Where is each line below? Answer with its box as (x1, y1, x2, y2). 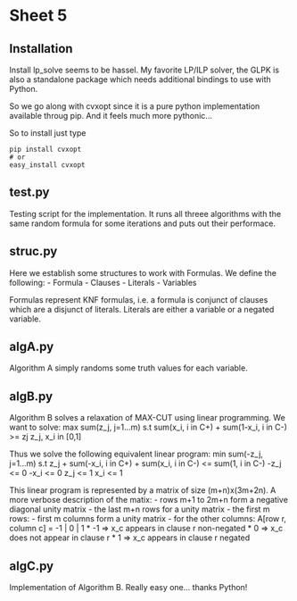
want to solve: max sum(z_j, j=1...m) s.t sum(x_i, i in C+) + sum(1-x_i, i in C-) (9, 422, 288, 433)
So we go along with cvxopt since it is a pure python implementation (9, 101, 260, 112)
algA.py (9, 339, 54, 355)
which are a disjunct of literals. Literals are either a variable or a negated (9, 304, 275, 314)
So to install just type (9, 128, 87, 138)
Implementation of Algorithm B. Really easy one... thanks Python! (9, 582, 248, 593)
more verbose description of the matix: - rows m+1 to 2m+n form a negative (9, 495, 288, 505)
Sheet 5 (9, 5, 68, 26)
